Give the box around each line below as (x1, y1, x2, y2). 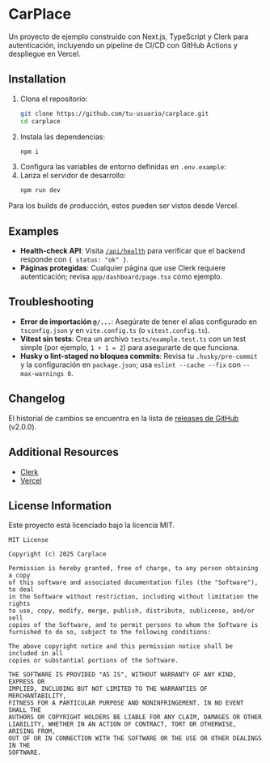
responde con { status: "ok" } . (19, 254, 129, 264)
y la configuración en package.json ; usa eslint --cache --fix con (19, 360, 241, 369)
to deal (8, 586, 35, 594)
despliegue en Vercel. (8, 49, 81, 58)
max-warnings (19, 369, 65, 377)
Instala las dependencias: (19, 131, 105, 142)
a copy (8, 572, 31, 580)
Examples (8, 224, 59, 238)
